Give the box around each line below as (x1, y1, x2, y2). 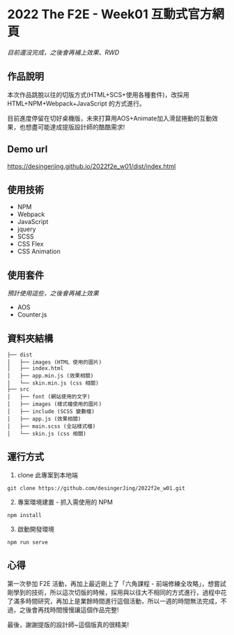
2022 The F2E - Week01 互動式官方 (7, 6, 212, 22)
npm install (7, 511, 42, 518)
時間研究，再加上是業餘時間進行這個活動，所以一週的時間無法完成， (25, 597, 221, 605)
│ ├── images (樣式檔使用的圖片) (7, 401, 102, 408)
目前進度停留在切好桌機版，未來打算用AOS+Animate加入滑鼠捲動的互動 (7, 114, 212, 122)
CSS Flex (17, 240, 44, 248)
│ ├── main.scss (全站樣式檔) (7, 423, 96, 430)
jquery (17, 225, 36, 234)
